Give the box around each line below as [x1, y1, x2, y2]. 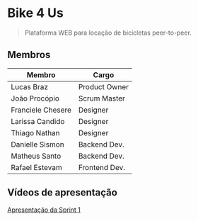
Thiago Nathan [11, 127, 60, 137]
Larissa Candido [11, 116, 65, 126]
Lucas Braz [11, 81, 48, 91]
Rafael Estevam [11, 162, 62, 172]
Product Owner [78, 81, 129, 91]
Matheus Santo [11, 151, 62, 161]
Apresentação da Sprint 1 [7, 205, 81, 214]
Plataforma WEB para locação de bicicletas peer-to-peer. [24, 28, 192, 37]
